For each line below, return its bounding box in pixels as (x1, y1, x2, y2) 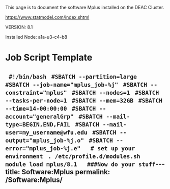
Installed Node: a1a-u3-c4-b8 (5, 34, 68, 40)
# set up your (90, 145, 135, 152)
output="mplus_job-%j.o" (5, 137, 84, 144)
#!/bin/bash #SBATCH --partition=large (8, 73, 137, 80)
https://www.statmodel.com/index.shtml (5, 14, 90, 20)
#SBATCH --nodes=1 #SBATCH (72, 89, 159, 96)
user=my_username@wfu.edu (5, 128, 88, 136)
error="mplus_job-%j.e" (5, 145, 81, 152)
